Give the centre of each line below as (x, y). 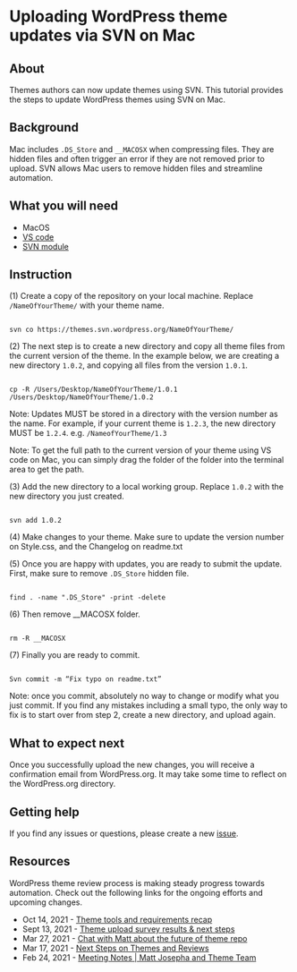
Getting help (44, 812)
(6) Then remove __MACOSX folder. (75, 614)
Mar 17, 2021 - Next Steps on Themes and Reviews (115, 948)
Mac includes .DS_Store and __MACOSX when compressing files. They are (142, 149)
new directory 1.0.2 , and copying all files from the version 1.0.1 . (129, 365)
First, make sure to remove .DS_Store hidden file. (99, 574)
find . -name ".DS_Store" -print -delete (88, 598)
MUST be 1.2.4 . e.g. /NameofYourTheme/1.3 (88, 433)
